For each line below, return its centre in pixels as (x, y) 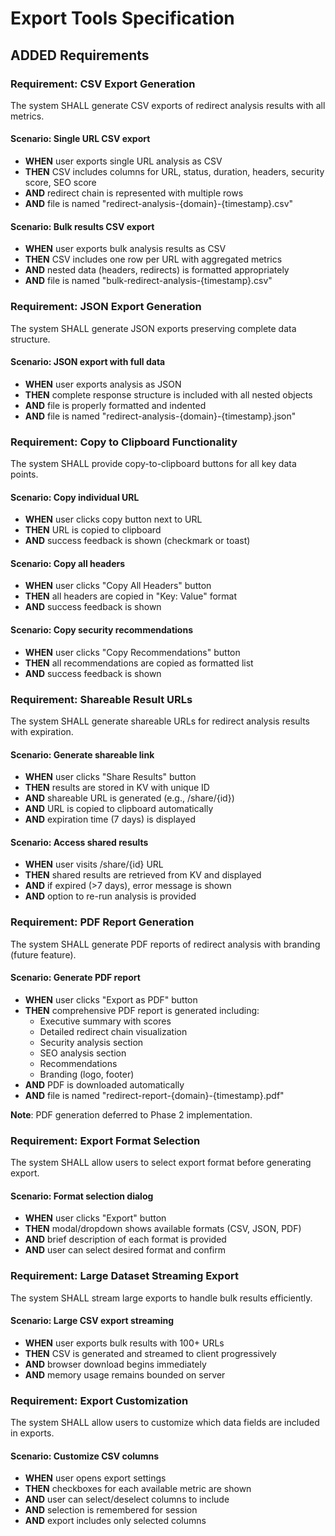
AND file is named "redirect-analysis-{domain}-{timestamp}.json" (160, 416)
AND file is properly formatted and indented (115, 405)
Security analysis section (91, 1042)
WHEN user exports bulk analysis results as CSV (125, 249)
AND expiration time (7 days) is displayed (110, 819)
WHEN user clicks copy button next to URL (113, 519)
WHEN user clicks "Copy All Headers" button (118, 586)
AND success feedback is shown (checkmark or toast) (137, 541)
